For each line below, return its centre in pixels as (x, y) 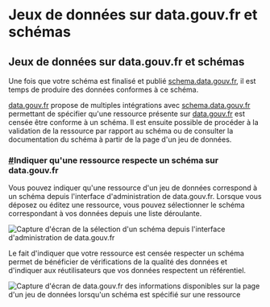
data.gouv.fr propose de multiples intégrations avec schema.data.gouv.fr (129, 105)
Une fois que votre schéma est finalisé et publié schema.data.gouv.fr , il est (132, 81)
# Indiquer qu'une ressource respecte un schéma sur (114, 160)
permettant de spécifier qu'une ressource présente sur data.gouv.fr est (127, 114)
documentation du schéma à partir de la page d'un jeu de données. (120, 139)
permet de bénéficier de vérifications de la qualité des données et (118, 262)
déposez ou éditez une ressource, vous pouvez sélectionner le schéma (127, 205)
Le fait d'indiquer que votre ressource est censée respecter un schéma (126, 253)
